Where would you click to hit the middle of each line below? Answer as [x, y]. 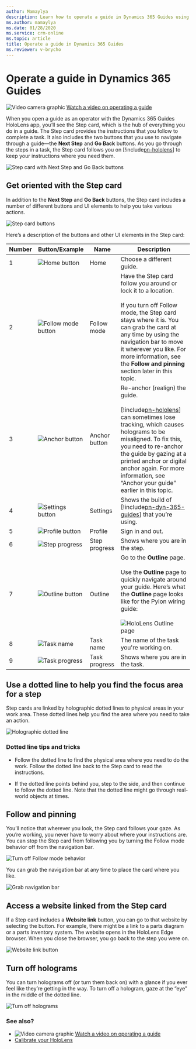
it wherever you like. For [153, 349]
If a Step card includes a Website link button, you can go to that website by [97, 920]
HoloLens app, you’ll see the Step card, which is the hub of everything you [96, 125]
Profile [99, 531]
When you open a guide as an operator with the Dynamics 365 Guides [90, 118]
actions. [15, 212]
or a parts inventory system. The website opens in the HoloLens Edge [90, 932]
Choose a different [146, 259]
